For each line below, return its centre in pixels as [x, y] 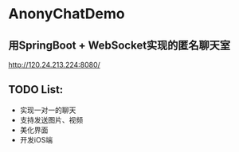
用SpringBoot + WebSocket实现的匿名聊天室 [119, 45]
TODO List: [36, 90]
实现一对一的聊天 [48, 110]
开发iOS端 [36, 139]
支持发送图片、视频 [51, 119]
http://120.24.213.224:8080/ [55, 65]
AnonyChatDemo [67, 14]
